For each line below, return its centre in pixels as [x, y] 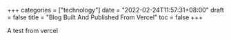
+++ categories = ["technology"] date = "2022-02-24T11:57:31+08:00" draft [115, 10]
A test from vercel [33, 31]
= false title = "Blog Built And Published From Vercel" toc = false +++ [105, 17]
